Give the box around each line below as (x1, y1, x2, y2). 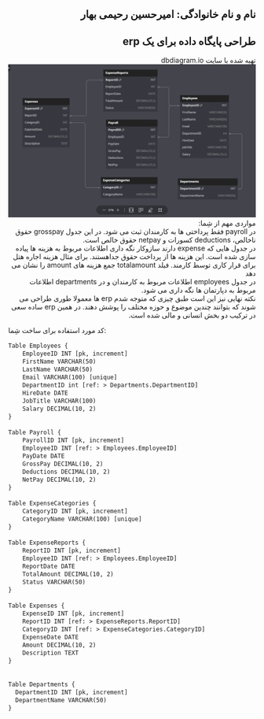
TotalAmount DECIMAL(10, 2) (22, 570, 114, 578)
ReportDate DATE (22, 562, 76, 570)
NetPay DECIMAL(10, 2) (22, 476, 97, 484)
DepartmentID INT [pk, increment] (15, 688, 128, 696)
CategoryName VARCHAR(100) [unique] (22, 515, 143, 523)
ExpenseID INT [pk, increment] (22, 610, 125, 617)
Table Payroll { (8, 428, 61, 436)
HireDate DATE (22, 389, 68, 397)
